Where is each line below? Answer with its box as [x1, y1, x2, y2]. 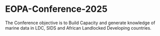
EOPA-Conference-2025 [5, 3, 108, 15]
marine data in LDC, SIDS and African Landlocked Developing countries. [5, 25, 152, 31]
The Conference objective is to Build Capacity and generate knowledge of [5, 20, 156, 26]
